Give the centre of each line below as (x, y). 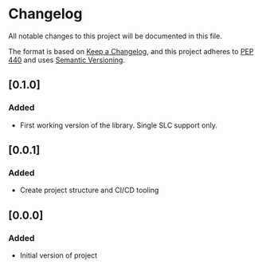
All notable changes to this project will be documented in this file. (115, 36)
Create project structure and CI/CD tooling (89, 190)
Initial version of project (59, 255)
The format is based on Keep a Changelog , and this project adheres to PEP (131, 51)
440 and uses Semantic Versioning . (67, 60)
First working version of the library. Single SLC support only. (118, 125)
